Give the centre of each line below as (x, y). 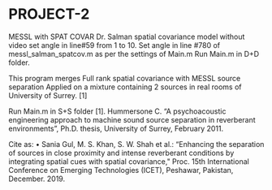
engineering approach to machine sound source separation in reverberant (132, 119)
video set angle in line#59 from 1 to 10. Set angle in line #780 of (114, 45)
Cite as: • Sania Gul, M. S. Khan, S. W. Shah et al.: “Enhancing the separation (136, 144)
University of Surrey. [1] (48, 95)
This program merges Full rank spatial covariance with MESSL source (125, 78)
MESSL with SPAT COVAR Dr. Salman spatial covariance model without (127, 37)
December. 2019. (37, 179)
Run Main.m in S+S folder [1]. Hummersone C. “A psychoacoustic (117, 111)
